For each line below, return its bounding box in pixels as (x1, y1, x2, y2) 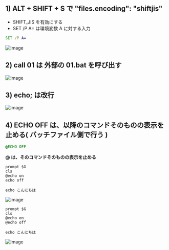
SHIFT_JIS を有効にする (12, 19, 63, 25)
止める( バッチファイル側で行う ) (5, 130, 108, 139)
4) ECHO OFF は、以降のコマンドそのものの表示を (5, 121, 164, 129)
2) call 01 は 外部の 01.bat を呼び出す (5, 61, 122, 70)
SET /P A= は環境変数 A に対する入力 (12, 25, 91, 31)
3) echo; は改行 (5, 90, 55, 99)
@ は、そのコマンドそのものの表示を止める (5, 154, 96, 160)
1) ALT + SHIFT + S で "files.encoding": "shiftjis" (5, 4, 163, 13)
